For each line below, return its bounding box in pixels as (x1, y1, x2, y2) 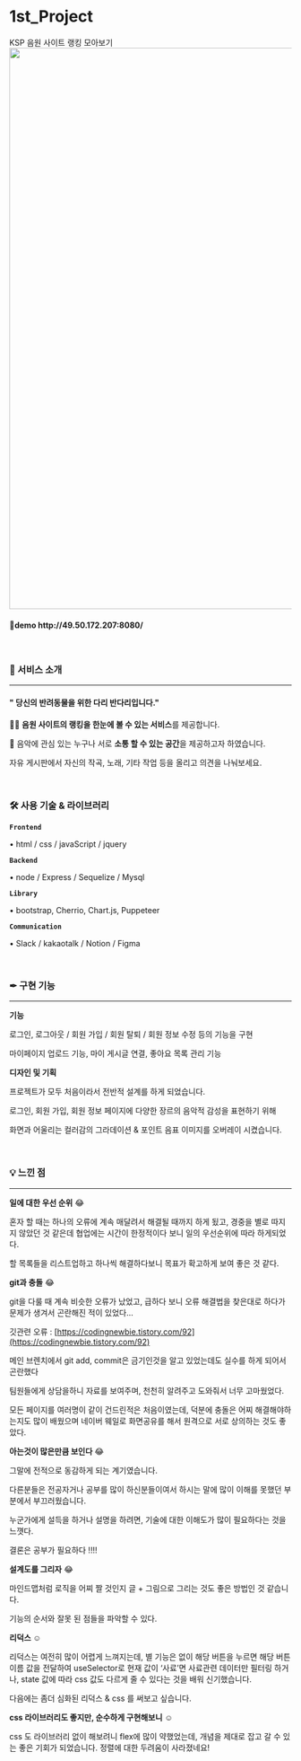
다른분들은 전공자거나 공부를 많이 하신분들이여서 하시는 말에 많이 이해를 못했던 (9, 1484, 282, 1494)
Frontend (9, 823, 42, 832)
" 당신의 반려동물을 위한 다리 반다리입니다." (9, 698, 159, 709)
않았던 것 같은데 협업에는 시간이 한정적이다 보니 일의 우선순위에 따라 (18, 1228, 255, 1238)
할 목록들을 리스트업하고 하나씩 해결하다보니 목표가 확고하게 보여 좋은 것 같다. (9, 1257, 279, 1268)
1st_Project (9, 6, 94, 27)
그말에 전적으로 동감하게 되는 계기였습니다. (9, 1465, 159, 1475)
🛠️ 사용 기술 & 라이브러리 (9, 799, 110, 812)
